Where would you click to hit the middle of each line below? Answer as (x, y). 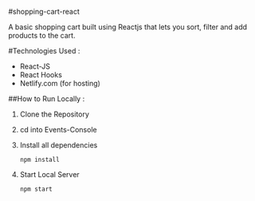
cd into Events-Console (58, 130)
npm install (39, 160)
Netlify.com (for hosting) (60, 83)
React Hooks (41, 75)
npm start (36, 189)
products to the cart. (42, 35)
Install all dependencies (59, 145)
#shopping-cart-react (44, 12)
